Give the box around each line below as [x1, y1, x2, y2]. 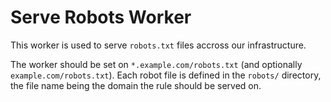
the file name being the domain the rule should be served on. [10, 79, 262, 91]
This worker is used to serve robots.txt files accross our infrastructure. [10, 39, 307, 51]
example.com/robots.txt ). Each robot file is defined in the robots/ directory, [10, 69, 322, 81]
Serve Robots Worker [10, 6, 192, 29]
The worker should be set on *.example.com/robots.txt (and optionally [10, 58, 303, 70]
